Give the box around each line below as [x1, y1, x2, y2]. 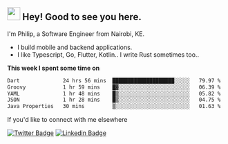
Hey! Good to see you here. [21, 11, 142, 23]
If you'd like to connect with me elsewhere [7, 116, 128, 124]
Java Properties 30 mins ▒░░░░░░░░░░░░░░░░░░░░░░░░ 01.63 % [7, 103, 221, 110]
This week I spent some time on [7, 64, 100, 72]
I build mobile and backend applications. [17, 43, 133, 51]
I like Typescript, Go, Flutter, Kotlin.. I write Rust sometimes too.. [17, 50, 199, 59]
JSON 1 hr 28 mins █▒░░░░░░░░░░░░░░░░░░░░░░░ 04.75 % [7, 96, 221, 104]
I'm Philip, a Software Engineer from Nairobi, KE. [7, 29, 145, 38]
